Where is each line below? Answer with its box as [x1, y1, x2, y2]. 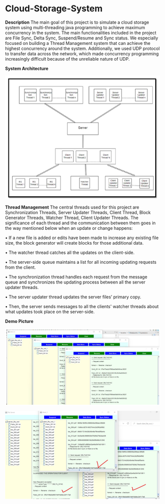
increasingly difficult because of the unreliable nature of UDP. [5, 56, 130, 62]
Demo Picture [5, 318, 33, 324]
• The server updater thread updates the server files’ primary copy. [5, 294, 141, 300]
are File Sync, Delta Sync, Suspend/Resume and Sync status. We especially [5, 35, 159, 41]
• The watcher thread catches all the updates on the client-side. [5, 250, 135, 255]
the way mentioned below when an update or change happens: [5, 225, 133, 231]
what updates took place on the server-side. [5, 309, 95, 315]
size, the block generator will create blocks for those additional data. [5, 240, 144, 246]
